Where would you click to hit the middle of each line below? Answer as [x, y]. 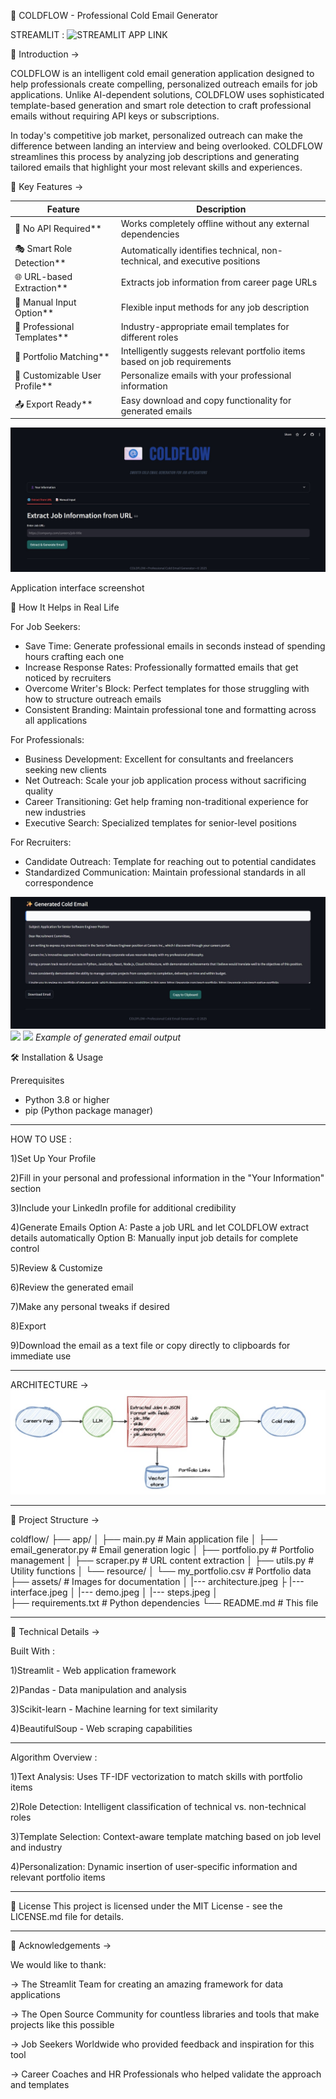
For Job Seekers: [45, 627]
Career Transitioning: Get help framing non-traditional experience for [166, 802]
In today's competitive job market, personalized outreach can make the [156, 135]
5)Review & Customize [56, 1267]
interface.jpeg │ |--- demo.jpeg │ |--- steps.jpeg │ [114, 1592]
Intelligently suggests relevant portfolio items [213, 351]
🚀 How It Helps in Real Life [65, 607]
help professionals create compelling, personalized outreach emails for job [164, 84]
